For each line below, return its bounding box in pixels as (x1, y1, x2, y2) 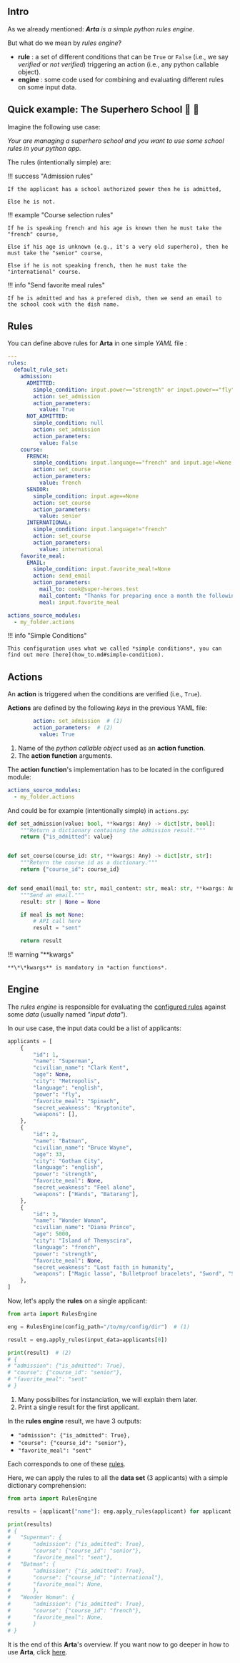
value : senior (39, 513, 81, 520)
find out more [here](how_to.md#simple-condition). (7, 651, 164, 658)
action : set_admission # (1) (33, 718, 123, 725)
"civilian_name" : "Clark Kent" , (33, 1065, 130, 1072)
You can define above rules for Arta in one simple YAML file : (7, 339, 187, 347)
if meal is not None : (20, 911, 84, 918)
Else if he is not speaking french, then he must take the (7, 262, 187, 269)
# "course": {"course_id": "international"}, (7, 1574, 164, 1581)
